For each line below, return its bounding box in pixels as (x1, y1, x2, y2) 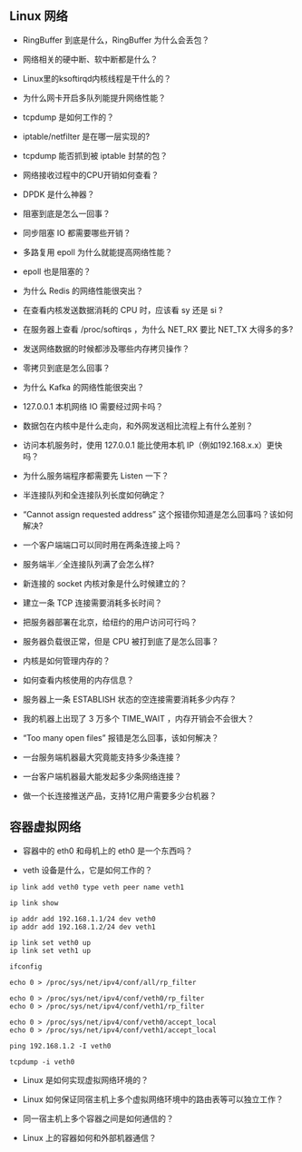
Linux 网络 (9, 8, 68, 25)
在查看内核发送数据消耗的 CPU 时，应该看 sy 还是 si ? (22, 304, 224, 315)
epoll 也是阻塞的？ (22, 266, 92, 277)
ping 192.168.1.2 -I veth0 (9, 1041, 112, 1050)
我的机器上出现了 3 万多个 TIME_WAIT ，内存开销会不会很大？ (22, 713, 255, 724)
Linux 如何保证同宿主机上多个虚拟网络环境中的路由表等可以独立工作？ (22, 1093, 284, 1105)
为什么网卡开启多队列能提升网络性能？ (22, 92, 166, 103)
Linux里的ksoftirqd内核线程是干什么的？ (22, 73, 172, 84)
